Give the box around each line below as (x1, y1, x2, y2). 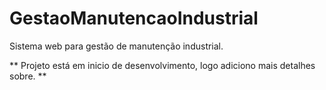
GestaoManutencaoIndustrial (9, 7, 259, 30)
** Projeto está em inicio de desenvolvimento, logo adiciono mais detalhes (9, 59, 316, 71)
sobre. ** (9, 70, 47, 82)
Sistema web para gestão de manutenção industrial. (9, 40, 224, 52)
